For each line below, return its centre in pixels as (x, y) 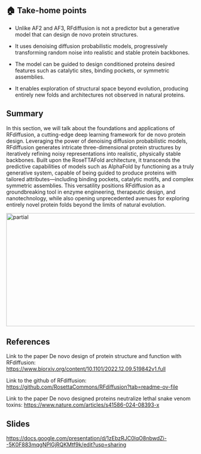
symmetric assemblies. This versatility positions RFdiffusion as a (86, 185)
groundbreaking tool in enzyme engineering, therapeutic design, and (91, 192)
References (28, 342)
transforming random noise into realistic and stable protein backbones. (102, 52)
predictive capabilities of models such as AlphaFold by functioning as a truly (100, 166)
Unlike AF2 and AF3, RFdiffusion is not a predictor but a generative (97, 28)
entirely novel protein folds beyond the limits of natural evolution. (86, 205)
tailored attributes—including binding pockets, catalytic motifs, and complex (100, 179)
